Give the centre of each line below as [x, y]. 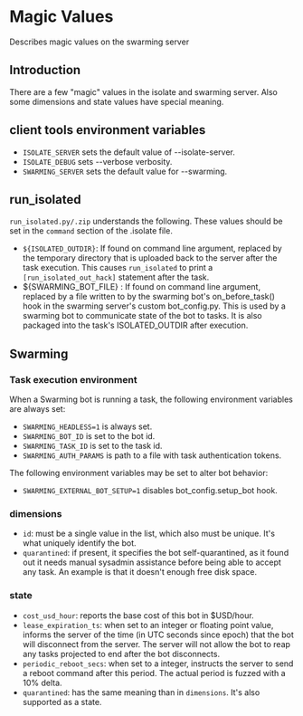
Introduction [45, 70]
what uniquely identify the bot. [80, 543]
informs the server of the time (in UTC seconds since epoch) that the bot [158, 635]
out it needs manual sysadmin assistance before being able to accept [152, 562]
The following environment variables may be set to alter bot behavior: [139, 473]
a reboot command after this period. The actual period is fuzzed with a [154, 673]
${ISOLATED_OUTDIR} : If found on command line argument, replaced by [152, 248]
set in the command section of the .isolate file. [91, 231]
